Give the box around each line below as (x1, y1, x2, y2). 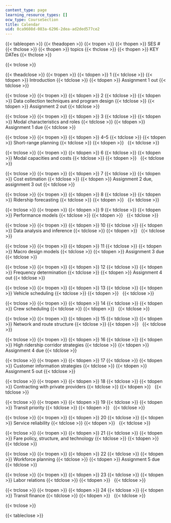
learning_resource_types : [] (5, 12, 68, 17)
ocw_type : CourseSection (5, 17, 59, 22)
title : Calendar (5, 22, 40, 27)
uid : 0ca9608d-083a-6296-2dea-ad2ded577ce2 (5, 27, 100, 32)
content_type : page (5, 7, 47, 13)
